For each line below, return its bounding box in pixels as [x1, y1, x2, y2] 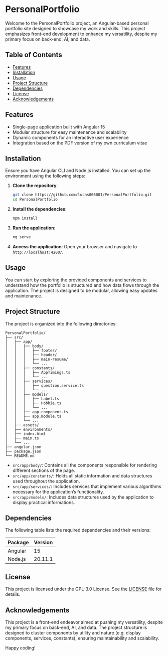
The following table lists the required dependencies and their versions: [5, 527, 151, 533]
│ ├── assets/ [5, 422, 39, 427]
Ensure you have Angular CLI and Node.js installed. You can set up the [5, 168, 151, 174]
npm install [12, 216, 38, 221]
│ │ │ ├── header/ [5, 352, 57, 357]
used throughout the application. [12, 478, 80, 484]
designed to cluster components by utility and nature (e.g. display [5, 629, 141, 635]
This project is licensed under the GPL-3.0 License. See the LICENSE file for [5, 586, 162, 592]
